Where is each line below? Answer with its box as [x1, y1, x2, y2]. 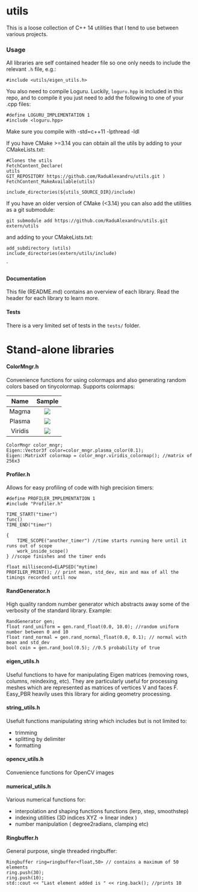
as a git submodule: [6, 206, 55, 214]
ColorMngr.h [6, 363, 39, 371]
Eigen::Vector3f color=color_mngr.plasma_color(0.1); [6, 448, 144, 454]
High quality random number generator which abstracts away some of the [6, 600, 190, 608]
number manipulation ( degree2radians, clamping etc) [14, 820, 149, 828]
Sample [36, 397, 59, 405]
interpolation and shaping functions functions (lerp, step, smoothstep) [14, 808, 189, 815]
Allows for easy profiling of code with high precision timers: [6, 484, 154, 491]
